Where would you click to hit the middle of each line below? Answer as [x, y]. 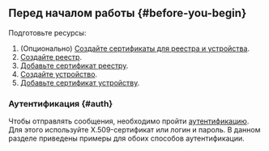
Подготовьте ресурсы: [47, 32]
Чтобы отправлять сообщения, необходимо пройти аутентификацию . [129, 121]
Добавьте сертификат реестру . [74, 65]
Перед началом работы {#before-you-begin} [128, 13]
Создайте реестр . [51, 57]
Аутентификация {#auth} [61, 103]
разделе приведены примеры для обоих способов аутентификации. [126, 138]
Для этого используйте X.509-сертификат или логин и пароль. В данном [134, 130]
